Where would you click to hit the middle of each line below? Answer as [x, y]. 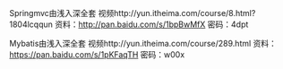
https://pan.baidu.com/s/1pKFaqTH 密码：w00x [97, 55]
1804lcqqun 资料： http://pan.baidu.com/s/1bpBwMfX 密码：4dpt [129, 24]
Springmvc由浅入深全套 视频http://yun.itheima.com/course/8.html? [133, 13]
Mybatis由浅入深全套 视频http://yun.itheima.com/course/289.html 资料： [143, 43]
